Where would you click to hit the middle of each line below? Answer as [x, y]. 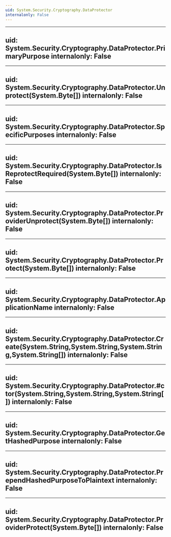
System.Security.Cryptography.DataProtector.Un [85, 87]
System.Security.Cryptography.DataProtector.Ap [85, 299]
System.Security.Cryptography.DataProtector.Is [84, 166]
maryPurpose [27, 56]
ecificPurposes [30, 135]
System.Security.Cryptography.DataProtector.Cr [84, 338]
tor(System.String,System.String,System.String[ [85, 394]
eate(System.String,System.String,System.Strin [84, 347]
